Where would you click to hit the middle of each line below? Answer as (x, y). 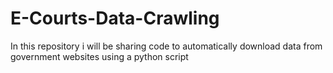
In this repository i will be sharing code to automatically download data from (166, 46)
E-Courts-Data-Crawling (115, 18)
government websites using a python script (99, 56)
